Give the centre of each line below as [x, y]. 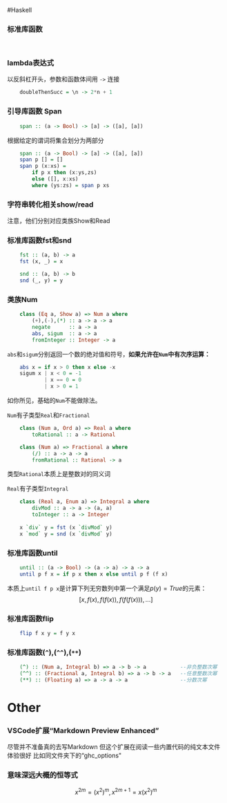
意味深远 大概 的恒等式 [42, 775]
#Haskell [20, 10]
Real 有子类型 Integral [38, 489]
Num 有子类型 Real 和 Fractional [49, 415]
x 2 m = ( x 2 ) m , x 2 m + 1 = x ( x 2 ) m [116, 791]
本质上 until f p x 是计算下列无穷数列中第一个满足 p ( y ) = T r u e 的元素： [107, 588]
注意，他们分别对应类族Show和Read [59, 221]
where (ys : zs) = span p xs [71, 185]
